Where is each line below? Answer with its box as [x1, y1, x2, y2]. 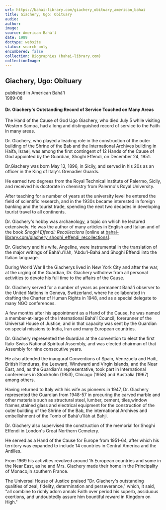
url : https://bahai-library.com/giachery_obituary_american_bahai [5, 7, 146, 12]
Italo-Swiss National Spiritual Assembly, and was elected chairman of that [5, 341, 157, 347]
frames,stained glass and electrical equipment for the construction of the [5, 403, 155, 408]
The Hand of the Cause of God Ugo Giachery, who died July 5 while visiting [5, 117, 160, 123]
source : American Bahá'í [5, 30, 57, 35]
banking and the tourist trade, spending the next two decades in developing [5, 204, 161, 209]
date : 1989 [5, 35, 28, 40]
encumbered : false [5, 49, 43, 54]
